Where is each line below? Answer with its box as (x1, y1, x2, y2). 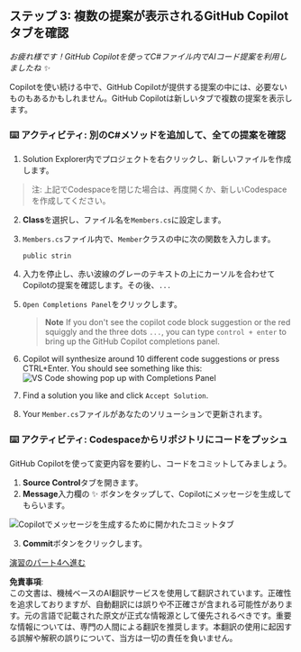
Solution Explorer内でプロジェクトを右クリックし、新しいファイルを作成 (22, 154, 292, 165)
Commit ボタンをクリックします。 (22, 539, 147, 549)
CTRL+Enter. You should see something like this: (22, 363, 203, 374)
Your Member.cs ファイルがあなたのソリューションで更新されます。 (22, 409, 268, 420)
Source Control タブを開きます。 (22, 477, 143, 488)
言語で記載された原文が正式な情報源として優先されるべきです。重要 (40, 611, 292, 621)
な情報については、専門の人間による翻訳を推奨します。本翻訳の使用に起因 (9, 621, 285, 632)
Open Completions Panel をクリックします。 (22, 299, 182, 310)
